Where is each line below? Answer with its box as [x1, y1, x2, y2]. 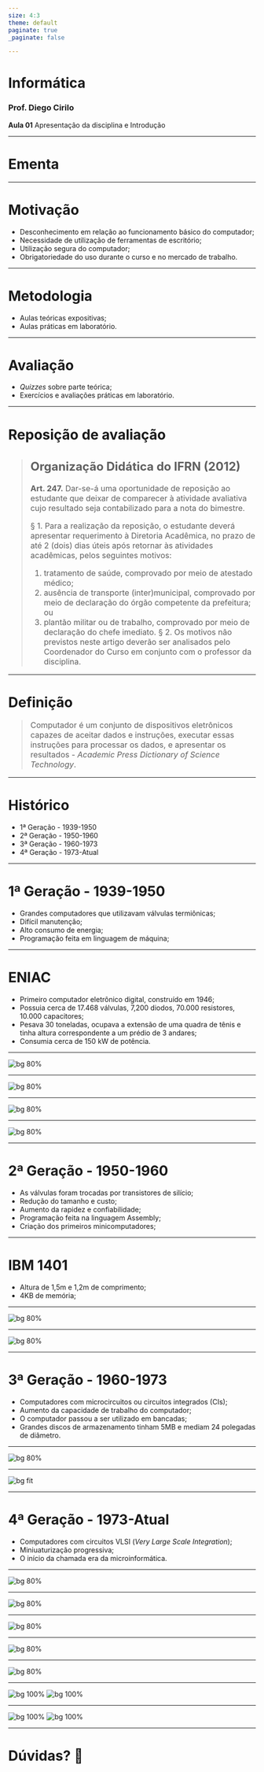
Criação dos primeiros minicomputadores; [19, 1221, 156, 1230]
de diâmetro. [19, 1430, 61, 1440]
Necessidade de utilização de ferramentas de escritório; [19, 235, 202, 245]
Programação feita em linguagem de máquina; [19, 934, 170, 943]
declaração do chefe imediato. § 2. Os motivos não [43, 627, 233, 638]
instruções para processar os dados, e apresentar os [30, 739, 226, 750]
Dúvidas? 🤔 [8, 1747, 84, 1764]
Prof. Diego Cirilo [8, 102, 75, 113]
